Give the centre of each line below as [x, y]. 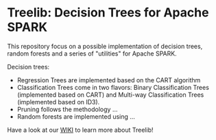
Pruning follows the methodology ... [67, 109]
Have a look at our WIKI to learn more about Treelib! [80, 130]
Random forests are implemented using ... [76, 116]
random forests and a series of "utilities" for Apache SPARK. [92, 54]
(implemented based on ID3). [58, 102]
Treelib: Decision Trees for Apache [108, 13]
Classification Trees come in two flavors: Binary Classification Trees [113, 87]
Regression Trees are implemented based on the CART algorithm [109, 80]
